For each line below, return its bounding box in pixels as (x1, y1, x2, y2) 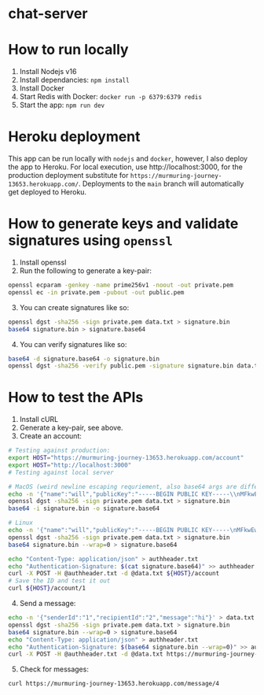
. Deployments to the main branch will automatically (78, 179, 244, 189)
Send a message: (19, 599, 76, 608)
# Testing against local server (8, 468, 114, 476)
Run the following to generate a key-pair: (19, 266, 152, 275)
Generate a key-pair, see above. (19, 423, 123, 433)
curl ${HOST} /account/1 (8, 584, 86, 593)
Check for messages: (19, 664, 89, 674)
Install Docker (19, 83, 64, 93)
